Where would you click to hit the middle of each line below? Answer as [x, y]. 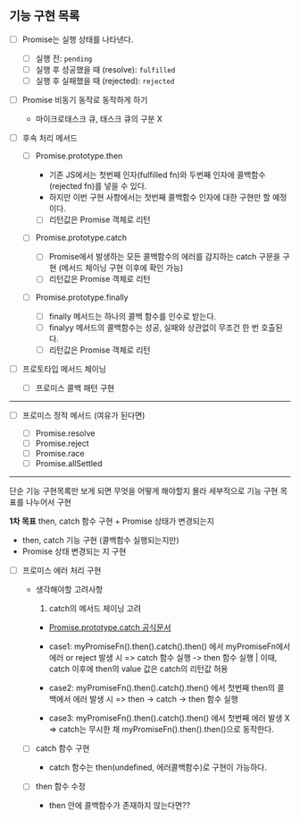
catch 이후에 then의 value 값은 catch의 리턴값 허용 [138, 669]
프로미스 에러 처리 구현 [62, 570]
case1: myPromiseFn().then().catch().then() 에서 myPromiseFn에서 [170, 646]
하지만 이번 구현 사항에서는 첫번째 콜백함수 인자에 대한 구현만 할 [159, 197]
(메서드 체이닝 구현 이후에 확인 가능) [121, 268]
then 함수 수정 [61, 787]
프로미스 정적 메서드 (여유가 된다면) [83, 415]
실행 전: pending [64, 58]
